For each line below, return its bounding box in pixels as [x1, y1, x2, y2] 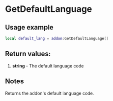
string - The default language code [12, 63, 84, 68]
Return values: [5, 50, 51, 58]
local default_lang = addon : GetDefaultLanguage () [5, 36, 109, 41]
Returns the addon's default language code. [5, 90, 94, 96]
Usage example [5, 23, 54, 32]
